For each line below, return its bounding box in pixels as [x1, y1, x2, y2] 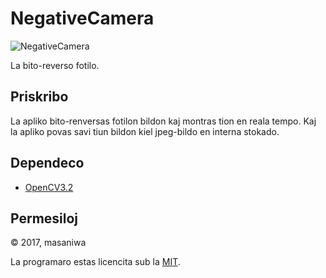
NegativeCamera [10, 7, 155, 30]
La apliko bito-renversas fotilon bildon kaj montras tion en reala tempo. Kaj [10, 115, 317, 127]
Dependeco [10, 155, 85, 172]
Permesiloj [10, 210, 79, 227]
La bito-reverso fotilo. [10, 59, 100, 71]
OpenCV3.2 [24, 181, 74, 193]
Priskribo [10, 88, 69, 106]
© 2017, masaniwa [10, 237, 87, 249]
